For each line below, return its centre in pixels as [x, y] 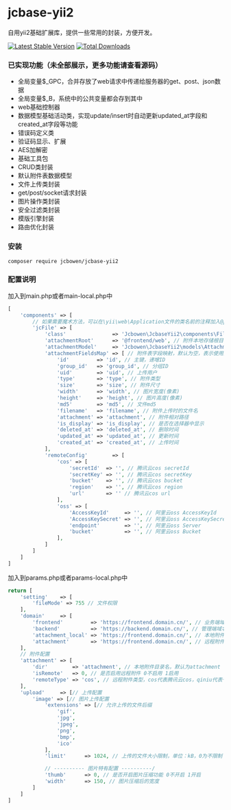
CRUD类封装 [35, 167]
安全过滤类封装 [39, 210]
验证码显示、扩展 [42, 141]
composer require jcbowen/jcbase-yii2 [63, 261]
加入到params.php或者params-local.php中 [68, 578]
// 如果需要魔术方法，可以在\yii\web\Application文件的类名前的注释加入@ [128, 321]
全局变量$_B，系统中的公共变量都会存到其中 [80, 99]
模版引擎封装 [36, 219]
